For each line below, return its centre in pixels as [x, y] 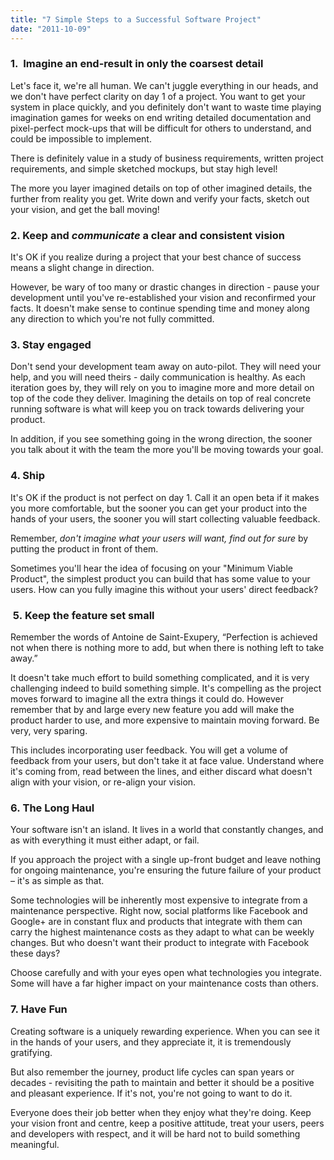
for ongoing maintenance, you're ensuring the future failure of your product [166, 870]
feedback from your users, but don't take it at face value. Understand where [167, 760]
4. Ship [27, 476]
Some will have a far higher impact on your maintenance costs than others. [164, 983]
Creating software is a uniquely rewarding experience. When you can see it [165, 1031]
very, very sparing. [49, 730]
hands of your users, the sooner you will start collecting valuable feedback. [165, 518]
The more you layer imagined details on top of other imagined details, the [161, 188]
